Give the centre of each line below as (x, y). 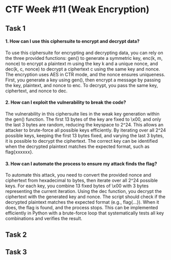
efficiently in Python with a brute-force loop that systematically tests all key (85, 213)
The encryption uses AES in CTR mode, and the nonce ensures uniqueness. (85, 74)
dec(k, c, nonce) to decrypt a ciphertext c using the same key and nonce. (83, 69)
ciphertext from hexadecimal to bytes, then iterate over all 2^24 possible (82, 181)
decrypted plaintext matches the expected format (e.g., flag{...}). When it (82, 202)
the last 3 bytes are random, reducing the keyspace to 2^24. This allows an (84, 124)
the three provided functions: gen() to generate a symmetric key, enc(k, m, (84, 58)
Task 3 (16, 252)
